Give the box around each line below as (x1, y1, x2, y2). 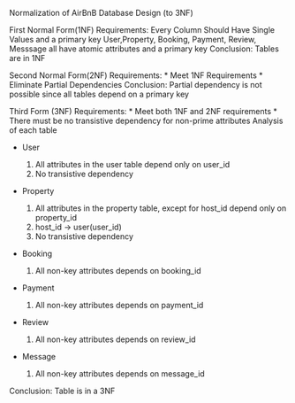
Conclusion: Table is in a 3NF (9, 385, 116, 396)
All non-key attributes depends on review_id (34, 334, 196, 345)
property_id (34, 213, 78, 222)
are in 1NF (9, 53, 46, 63)
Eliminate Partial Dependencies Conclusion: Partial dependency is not (9, 80, 262, 89)
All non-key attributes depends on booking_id (34, 266, 201, 275)
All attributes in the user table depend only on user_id (34, 159, 231, 169)
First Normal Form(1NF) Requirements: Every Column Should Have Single (9, 25, 276, 35)
